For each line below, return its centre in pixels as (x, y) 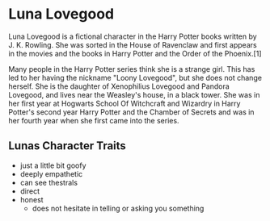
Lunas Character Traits (67, 146)
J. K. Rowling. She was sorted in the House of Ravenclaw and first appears (133, 44)
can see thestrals (49, 182)
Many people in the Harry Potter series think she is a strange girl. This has (132, 69)
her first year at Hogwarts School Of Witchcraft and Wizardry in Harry (124, 103)
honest (32, 199)
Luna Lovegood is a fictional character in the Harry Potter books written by (133, 36)
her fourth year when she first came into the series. (94, 120)
